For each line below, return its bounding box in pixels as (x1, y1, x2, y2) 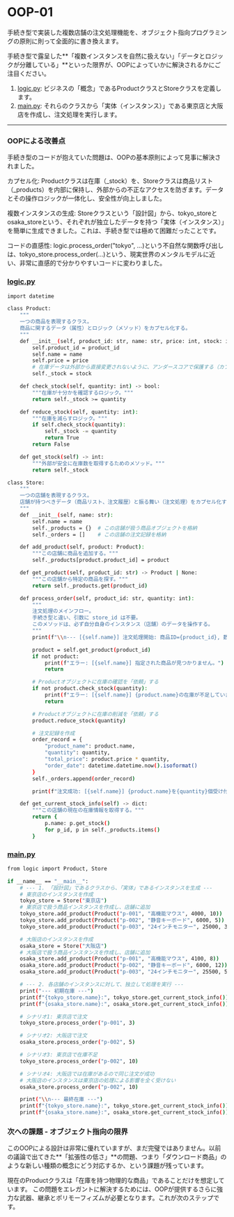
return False (32, 441, 70, 448)
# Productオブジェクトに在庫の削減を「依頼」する (32, 710, 159, 717)
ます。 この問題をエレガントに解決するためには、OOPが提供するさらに (13, 1185, 217, 1193)
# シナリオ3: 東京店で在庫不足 (19, 1051, 98, 1058)
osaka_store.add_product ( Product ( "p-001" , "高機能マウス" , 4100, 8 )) (19, 955, 219, 963)
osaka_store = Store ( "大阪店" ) (19, 942, 108, 949)
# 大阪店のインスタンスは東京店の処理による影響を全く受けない (19, 1077, 176, 1084)
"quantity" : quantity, (44, 749, 111, 757)
